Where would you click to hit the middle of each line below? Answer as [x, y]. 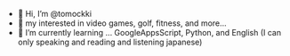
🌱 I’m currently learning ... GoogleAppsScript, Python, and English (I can [149, 32]
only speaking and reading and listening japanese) [110, 42]
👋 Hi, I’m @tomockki [54, 14]
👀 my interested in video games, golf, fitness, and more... [122, 23]
